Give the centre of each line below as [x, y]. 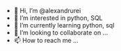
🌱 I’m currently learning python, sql [64, 25]
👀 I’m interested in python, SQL [58, 18]
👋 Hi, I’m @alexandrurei [47, 11]
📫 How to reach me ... [46, 40]
